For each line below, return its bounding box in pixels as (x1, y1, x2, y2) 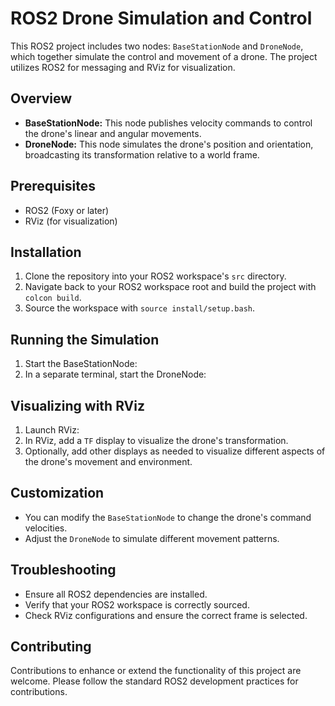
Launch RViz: (24, 424, 80, 436)
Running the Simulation (10, 331, 160, 348)
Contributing (10, 638, 92, 656)
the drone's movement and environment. (24, 456, 193, 467)
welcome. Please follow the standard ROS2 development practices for (10, 675, 299, 687)
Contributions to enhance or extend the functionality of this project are (10, 665, 302, 677)
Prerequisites (10, 178, 96, 195)
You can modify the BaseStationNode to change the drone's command (24, 511, 312, 523)
